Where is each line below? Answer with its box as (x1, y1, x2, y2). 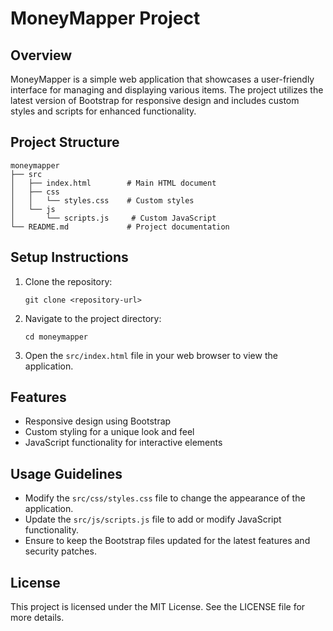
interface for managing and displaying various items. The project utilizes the (10, 84, 324, 96)
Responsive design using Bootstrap (24, 415, 172, 427)
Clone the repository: (24, 275, 113, 287)
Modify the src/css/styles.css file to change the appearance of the (24, 492, 306, 504)
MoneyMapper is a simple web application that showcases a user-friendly (10, 73, 315, 85)
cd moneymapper (24, 332, 89, 342)
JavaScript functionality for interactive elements (24, 437, 223, 449)
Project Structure (10, 134, 120, 151)
